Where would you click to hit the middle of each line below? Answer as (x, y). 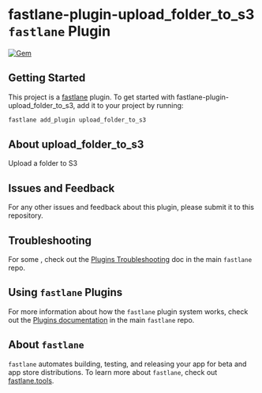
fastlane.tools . (31, 380)
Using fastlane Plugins (65, 292)
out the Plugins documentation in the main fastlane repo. (101, 320)
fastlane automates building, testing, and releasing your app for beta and (127, 364)
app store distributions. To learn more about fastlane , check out (113, 372)
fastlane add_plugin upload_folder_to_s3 (77, 120)
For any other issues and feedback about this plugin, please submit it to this (131, 208)
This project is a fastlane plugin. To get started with (92, 97)
